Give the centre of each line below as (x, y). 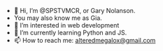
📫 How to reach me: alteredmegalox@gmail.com (85, 40)
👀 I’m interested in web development (66, 25)
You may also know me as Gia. (58, 18)
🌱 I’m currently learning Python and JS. (70, 32)
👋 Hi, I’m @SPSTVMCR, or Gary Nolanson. (75, 11)
